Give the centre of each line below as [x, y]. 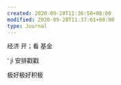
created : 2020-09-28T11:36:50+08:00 [59, 13]
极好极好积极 [25, 75]
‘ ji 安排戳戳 [23, 61]
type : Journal [27, 26]
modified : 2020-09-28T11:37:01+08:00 [61, 20]
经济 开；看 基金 [30, 46]
